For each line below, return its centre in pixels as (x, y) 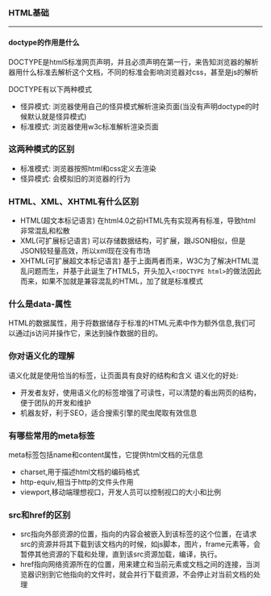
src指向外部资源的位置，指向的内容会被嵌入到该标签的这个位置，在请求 (138, 534)
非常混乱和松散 (45, 231)
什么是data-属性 (40, 304)
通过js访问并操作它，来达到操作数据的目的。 (89, 334)
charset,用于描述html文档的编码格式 (79, 472)
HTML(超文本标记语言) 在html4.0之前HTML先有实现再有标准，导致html (138, 220)
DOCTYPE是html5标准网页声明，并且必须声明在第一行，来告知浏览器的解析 (134, 61)
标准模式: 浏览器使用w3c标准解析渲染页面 (89, 126)
